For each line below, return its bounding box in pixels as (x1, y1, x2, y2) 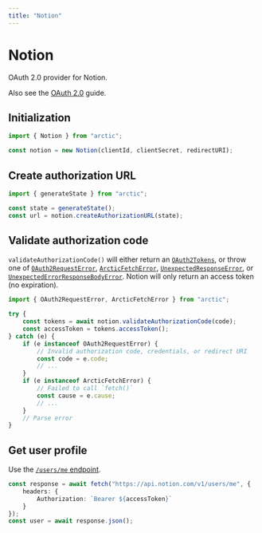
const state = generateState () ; (8, 204, 115, 212)
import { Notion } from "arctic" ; (8, 132, 123, 140)
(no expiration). (8, 280, 59, 290)
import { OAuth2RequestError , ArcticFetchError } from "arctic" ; (8, 296, 229, 304)
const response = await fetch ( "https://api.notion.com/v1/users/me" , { (8, 480, 251, 488)
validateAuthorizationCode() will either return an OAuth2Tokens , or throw (8, 255, 247, 264)
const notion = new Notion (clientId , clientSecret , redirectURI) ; (8, 147, 233, 155)
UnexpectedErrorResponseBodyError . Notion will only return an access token (8, 272, 255, 282)
